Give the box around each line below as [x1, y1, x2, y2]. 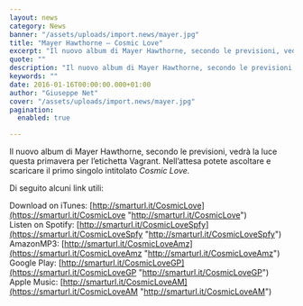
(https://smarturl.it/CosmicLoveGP [9, 267, 137, 278]
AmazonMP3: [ [9, 238, 65, 249]
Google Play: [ [9, 257, 62, 268]
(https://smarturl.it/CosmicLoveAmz [9, 248, 142, 259]
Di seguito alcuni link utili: [9, 183, 104, 193]
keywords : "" [9, 72, 59, 81]
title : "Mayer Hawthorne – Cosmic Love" [9, 38, 164, 48]
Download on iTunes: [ [9, 200, 93, 211]
